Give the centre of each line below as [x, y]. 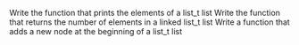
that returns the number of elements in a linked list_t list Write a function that [149, 22]
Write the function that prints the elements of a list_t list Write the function [145, 13]
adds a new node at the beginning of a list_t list [96, 31]
